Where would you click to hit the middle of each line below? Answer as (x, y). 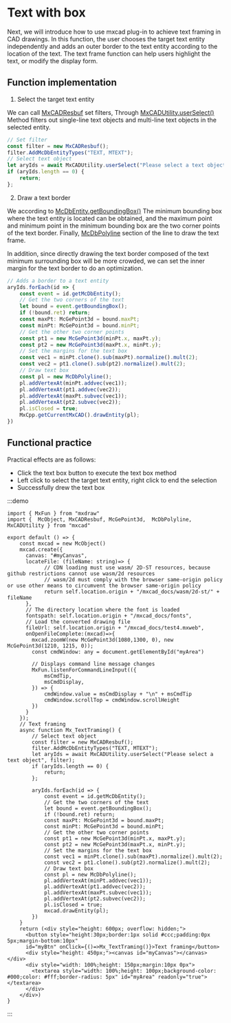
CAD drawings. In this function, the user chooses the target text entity (106, 39)
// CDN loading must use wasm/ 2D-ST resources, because (127, 568)
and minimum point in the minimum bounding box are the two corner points (114, 226)
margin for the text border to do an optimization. (75, 268)
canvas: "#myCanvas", (56, 555)
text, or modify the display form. (53, 61)
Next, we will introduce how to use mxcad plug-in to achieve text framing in (114, 32)
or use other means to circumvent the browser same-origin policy (104, 585)
